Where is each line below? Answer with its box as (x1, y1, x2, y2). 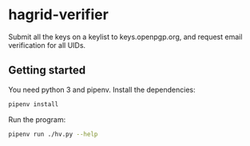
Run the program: (8, 114, 66, 124)
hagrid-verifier (8, 6, 109, 24)
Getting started (8, 64, 86, 77)
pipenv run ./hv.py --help (8, 130, 98, 138)
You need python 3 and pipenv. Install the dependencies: (8, 85, 196, 94)
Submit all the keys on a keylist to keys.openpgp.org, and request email (8, 32, 243, 41)
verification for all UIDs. (8, 40, 86, 49)
